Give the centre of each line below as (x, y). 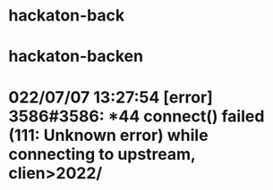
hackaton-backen (76, 57)
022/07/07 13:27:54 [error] (111, 97)
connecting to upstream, (102, 154)
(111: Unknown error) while (108, 135)
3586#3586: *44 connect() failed (136, 116)
